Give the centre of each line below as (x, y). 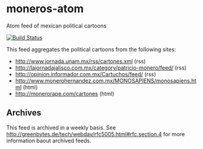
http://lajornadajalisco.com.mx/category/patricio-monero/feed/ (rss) (101, 67)
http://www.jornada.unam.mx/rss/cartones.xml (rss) (80, 61)
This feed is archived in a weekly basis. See (61, 128)
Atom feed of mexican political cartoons (56, 26)
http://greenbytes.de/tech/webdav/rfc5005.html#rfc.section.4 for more (96, 134)
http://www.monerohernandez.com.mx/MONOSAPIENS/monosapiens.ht (106, 81)
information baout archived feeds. (49, 140)
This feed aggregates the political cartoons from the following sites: (91, 49)
